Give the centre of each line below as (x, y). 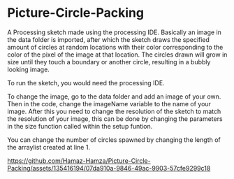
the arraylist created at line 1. (49, 147)
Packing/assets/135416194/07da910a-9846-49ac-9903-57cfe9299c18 (109, 168)
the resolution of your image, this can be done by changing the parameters (115, 119)
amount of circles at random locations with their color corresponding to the (115, 47)
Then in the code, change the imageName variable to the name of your (109, 103)
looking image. (29, 69)
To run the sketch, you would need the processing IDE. (86, 83)
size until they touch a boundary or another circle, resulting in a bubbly (109, 62)
